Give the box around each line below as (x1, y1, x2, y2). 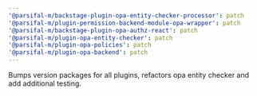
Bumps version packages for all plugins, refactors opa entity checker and (8, 71, 250, 79)
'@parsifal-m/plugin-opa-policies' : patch (8, 41, 152, 49)
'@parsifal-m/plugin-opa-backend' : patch (8, 48, 148, 56)
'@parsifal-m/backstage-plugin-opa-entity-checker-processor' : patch (8, 11, 245, 20)
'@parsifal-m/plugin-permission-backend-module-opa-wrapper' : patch (8, 19, 241, 27)
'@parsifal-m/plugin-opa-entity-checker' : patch (8, 33, 173, 42)
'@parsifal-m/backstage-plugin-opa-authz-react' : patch (8, 26, 198, 34)
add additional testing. (8, 79, 82, 88)
